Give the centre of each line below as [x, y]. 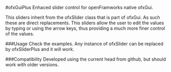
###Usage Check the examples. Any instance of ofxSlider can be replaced [84, 44]
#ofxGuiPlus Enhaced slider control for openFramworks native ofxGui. [79, 7]
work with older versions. [32, 65]
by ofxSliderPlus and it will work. [40, 49]
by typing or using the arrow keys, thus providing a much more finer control [85, 28]
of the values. [20, 34]
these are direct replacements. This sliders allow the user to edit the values [85, 23]
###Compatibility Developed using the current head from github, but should [85, 59]
